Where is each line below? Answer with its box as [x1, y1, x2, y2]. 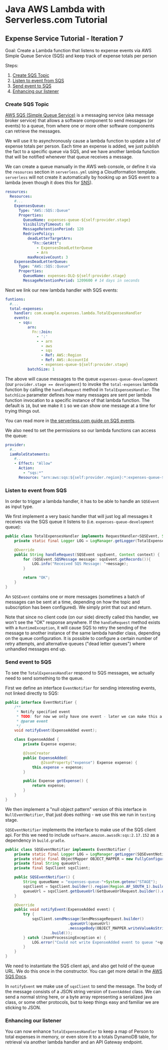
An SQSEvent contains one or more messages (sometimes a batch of [5, 593, 145, 599]
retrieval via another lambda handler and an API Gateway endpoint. [5, 1039, 143, 1045]
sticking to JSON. [5, 1005, 41, 1011]
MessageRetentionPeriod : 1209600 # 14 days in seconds [23, 278, 140, 283]
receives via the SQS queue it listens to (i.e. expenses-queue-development [5, 518, 154, 525]
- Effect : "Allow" [14, 461, 52, 466]
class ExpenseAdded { [14, 737, 59, 742]
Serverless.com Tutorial [5, 14, 107, 26]
